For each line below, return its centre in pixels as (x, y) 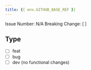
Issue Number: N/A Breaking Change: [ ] (46, 24)
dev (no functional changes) (41, 62)
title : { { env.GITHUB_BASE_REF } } (41, 10)
